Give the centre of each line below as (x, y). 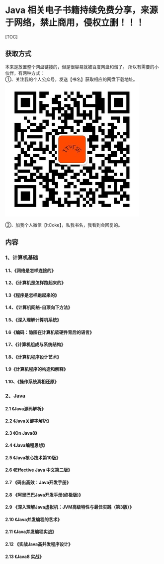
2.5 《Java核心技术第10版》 (33, 458)
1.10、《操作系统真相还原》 (32, 382)
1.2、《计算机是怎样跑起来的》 (36, 283)
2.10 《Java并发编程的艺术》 (34, 519)
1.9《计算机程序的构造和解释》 (37, 369)
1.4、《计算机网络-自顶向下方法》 (39, 307)
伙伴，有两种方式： (25, 73)
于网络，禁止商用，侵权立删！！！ (75, 23)
